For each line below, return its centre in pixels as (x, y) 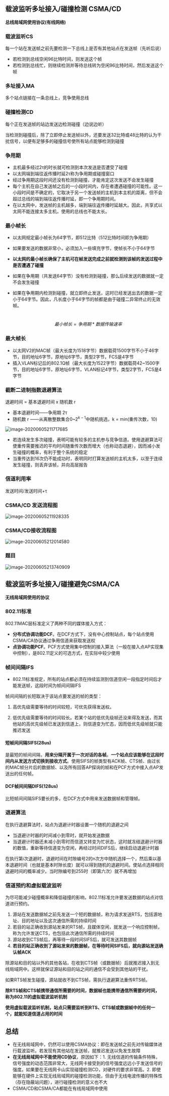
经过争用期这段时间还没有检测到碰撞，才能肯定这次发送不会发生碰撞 (83, 180)
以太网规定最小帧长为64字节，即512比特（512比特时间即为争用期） (82, 238)
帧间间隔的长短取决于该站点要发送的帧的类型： (54, 696)
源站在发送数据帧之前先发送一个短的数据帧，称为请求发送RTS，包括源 (85, 914)
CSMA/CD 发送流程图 (31, 505)
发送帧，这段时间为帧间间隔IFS (49, 686)
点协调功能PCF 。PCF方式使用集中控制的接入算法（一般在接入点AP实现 (86, 647)
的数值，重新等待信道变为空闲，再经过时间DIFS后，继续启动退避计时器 (86, 848)
